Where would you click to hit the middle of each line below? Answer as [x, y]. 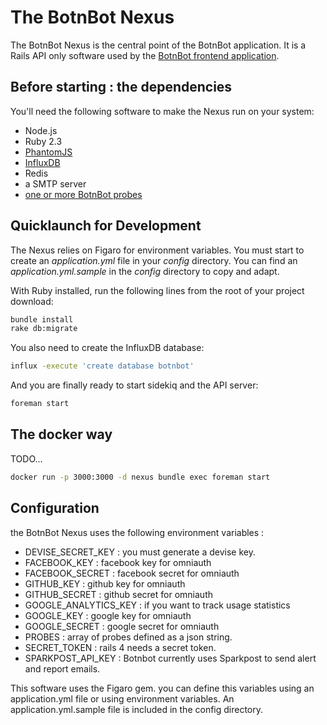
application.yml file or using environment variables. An [122, 698]
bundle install [42, 319]
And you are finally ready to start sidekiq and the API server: [134, 385]
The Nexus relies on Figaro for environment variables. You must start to [157, 250]
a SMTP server [55, 183]
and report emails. [62, 668]
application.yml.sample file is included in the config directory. [137, 709]
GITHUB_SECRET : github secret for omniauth [118, 594]
